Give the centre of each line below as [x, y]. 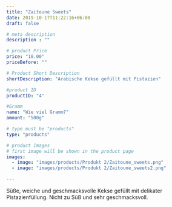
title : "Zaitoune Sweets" [39, 12]
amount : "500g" [25, 118]
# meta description [31, 34]
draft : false [23, 23]
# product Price [27, 51]
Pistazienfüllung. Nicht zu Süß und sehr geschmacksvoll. [77, 197]
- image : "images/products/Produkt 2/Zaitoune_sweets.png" [88, 163]
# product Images [28, 146]
